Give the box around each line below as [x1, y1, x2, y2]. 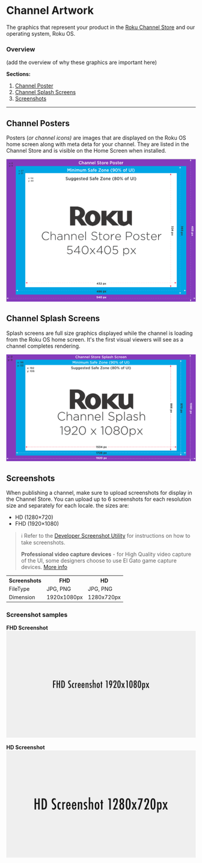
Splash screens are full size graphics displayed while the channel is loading [6, 330, 193, 337]
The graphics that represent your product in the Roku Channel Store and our [6, 24, 195, 31]
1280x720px [88, 594, 121, 601]
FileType [8, 585, 30, 592]
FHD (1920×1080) [14, 520, 59, 527]
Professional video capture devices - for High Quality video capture [20, 550, 191, 558]
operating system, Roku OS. [6, 30, 76, 37]
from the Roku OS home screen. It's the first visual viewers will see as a [6, 336, 183, 343]
